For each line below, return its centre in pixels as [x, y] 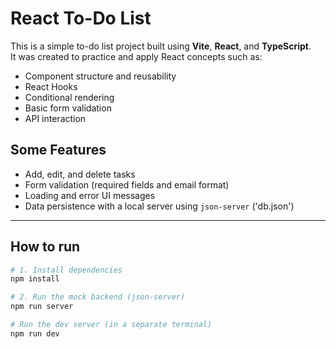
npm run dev [35, 333]
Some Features [58, 150]
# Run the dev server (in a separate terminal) [111, 325]
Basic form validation [68, 108]
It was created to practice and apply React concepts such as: [136, 56]
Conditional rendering [69, 97]
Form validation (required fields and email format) [127, 184]
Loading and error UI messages [90, 195]
